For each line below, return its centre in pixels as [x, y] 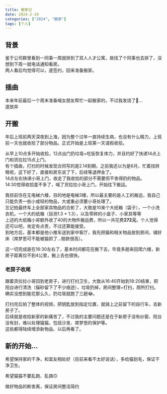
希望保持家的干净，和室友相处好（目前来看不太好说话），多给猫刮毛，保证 [80, 359]
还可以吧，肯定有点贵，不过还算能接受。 [46, 226]
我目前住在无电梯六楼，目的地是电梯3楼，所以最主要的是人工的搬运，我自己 [83, 195]
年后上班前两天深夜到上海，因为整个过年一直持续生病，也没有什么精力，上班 [83, 137]
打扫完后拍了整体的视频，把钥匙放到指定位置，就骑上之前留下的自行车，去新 [83, 304]
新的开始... [22, 346]
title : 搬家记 [19, 10]
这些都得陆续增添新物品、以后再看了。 [44, 329]
